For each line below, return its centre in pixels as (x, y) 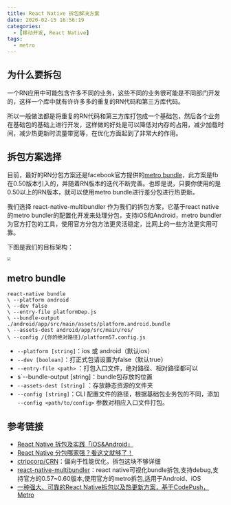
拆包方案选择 (34, 157)
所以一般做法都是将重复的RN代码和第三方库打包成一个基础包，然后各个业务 (114, 116)
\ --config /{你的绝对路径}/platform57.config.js (76, 337)
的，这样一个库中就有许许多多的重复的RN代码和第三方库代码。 (96, 101)
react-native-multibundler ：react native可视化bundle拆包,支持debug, (115, 470)
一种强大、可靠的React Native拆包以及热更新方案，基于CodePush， (113, 487)
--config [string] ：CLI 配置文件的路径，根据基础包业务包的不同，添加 (118, 394)
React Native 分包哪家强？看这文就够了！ (75, 453)
